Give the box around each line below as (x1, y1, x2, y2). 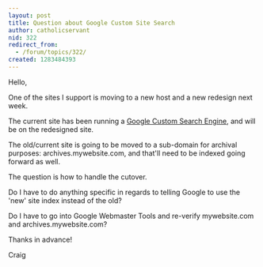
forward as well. (8, 156, 61, 166)
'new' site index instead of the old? (8, 195, 123, 205)
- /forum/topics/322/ (15, 48, 87, 56)
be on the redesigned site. (8, 124, 93, 134)
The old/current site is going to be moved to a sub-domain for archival (8, 140, 238, 149)
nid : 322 (8, 33, 37, 42)
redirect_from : (8, 41, 59, 49)
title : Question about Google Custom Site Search (8, 19, 176, 27)
